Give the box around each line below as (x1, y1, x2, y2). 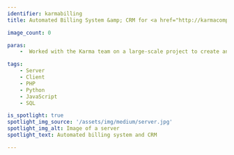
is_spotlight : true (7, 112, 64, 119)
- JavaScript (19, 93, 58, 100)
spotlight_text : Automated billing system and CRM (7, 131, 157, 138)
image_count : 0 (7, 29, 52, 36)
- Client (19, 74, 45, 81)
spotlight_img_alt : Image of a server (7, 125, 120, 132)
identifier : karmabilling (7, 10, 82, 17)
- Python (19, 86, 45, 94)
